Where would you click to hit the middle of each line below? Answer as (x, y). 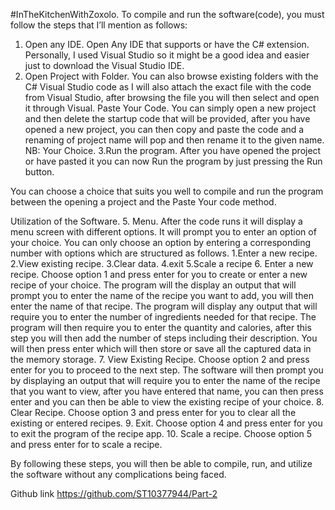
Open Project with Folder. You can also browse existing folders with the (171, 76)
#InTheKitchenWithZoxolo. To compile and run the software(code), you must (167, 14)
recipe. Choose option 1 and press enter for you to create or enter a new (159, 274)
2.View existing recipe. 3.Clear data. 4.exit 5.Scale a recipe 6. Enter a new (162, 263)
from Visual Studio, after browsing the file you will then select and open (172, 97)
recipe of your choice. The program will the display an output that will (153, 285)
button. (39, 172)
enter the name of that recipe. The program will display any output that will (164, 306)
